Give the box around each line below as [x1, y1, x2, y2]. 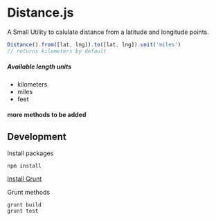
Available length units [7, 62, 72, 71]
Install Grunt [7, 175, 42, 183]
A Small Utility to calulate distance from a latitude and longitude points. [7, 28, 209, 36]
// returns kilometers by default [7, 47, 107, 55]
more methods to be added [7, 111, 87, 119]
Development [7, 130, 67, 143]
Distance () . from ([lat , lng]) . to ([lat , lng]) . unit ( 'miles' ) [7, 41, 181, 48]
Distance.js [7, 5, 74, 21]
